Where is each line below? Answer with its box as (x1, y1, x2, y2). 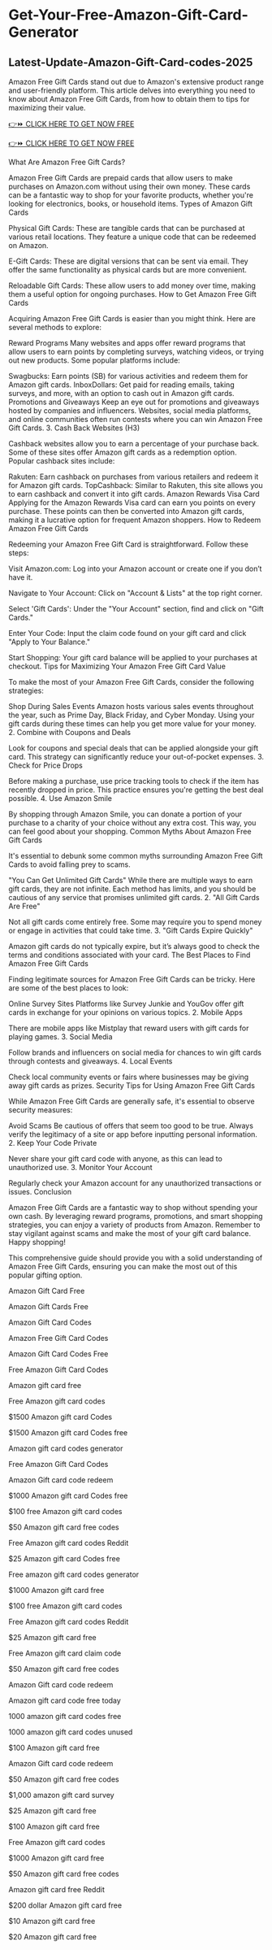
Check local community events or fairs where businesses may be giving (8, 1072, 249, 1082)
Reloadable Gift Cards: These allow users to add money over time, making (8, 281, 256, 290)
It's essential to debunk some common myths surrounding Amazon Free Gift (8, 851, 263, 860)
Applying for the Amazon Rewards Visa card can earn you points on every (8, 498, 256, 507)
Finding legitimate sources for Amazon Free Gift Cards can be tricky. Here (8, 974, 256, 984)
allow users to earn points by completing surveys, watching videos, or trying (8, 347, 264, 356)
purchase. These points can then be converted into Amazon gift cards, (8, 507, 245, 516)
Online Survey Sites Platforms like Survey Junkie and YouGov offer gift (8, 999, 244, 1008)
